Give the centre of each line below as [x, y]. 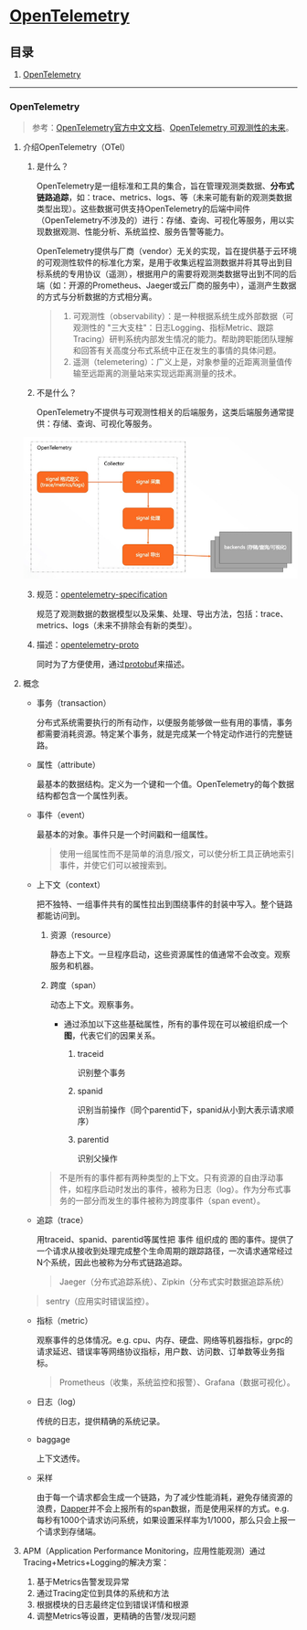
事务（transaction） [74, 703]
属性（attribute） [68, 764]
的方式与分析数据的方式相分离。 [96, 297]
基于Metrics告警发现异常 [83, 1582]
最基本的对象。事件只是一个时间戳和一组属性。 [124, 834]
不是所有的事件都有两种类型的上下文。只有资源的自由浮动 [167, 1177]
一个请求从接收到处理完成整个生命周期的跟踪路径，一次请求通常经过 [164, 1251]
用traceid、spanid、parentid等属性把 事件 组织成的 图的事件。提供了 [165, 1239]
